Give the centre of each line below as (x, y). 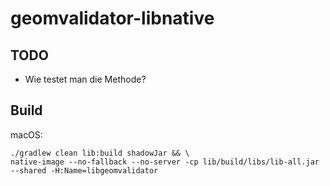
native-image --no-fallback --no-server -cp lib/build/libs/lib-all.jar (165, 162)
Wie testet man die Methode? (85, 79)
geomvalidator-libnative (112, 18)
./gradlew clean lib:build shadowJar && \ (100, 153)
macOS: (26, 134)
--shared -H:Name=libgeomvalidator (84, 170)
